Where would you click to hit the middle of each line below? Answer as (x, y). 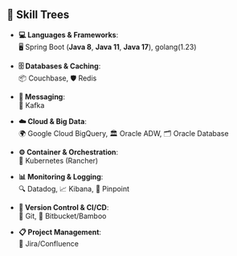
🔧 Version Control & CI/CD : (63, 207)
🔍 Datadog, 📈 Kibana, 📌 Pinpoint (74, 188)
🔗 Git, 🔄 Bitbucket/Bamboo (62, 216)
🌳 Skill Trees (38, 15)
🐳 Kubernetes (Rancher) (58, 160)
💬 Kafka (31, 105)
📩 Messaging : (41, 97)
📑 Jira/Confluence (48, 243)
